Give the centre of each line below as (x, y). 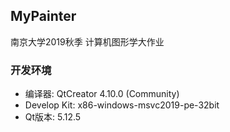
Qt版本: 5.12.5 (53, 117)
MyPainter (43, 16)
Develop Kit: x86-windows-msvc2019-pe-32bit (122, 105)
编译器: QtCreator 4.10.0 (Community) (102, 94)
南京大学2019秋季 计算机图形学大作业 (87, 41)
